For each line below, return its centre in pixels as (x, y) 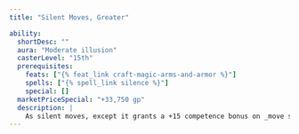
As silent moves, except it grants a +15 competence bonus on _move (155, 116)
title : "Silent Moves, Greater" (69, 17)
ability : (25, 33)
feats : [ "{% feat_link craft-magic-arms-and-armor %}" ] (131, 75)
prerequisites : (45, 67)
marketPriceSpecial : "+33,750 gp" (81, 99)
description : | (45, 107)
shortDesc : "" (43, 42)
